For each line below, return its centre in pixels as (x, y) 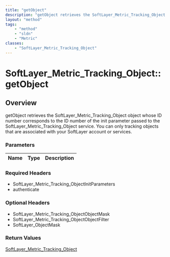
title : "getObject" (26, 10)
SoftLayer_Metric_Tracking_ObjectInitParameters (64, 184)
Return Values (23, 238)
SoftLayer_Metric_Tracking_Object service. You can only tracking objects (82, 126)
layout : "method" (24, 19)
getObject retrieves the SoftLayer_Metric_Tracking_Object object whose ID (84, 115)
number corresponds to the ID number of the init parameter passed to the (83, 121)
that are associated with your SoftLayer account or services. (69, 131)
